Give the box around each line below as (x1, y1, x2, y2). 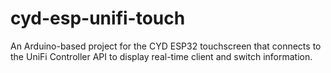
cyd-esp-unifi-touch (10, 7, 186, 30)
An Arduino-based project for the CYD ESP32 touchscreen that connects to (10, 40, 322, 52)
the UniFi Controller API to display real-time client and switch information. (10, 50, 313, 62)
